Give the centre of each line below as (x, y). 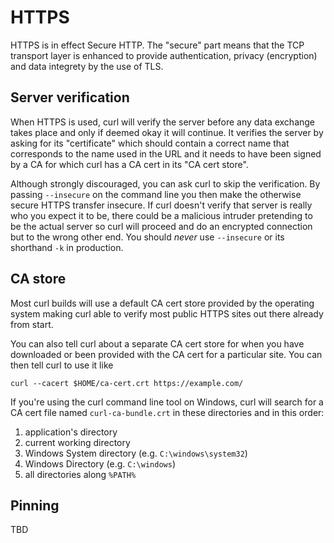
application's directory (71, 432)
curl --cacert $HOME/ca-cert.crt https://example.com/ (127, 383)
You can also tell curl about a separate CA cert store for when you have (157, 343)
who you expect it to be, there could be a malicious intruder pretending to (161, 215)
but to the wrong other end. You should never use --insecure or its (147, 237)
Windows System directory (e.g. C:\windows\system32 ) (136, 453)
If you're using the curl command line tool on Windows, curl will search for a (167, 402)
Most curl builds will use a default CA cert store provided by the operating (162, 303)
